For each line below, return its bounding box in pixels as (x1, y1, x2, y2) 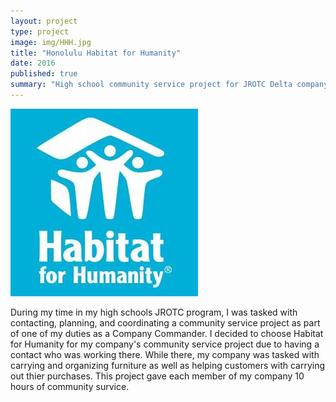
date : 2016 (10, 58, 56, 69)
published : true (10, 69, 78, 79)
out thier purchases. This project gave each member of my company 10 (10, 370, 305, 382)
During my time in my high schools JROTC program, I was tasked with (10, 306, 298, 318)
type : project (10, 26, 70, 37)
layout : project (10, 16, 78, 26)
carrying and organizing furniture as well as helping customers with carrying (10, 359, 326, 371)
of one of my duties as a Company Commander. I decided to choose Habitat (10, 327, 324, 339)
